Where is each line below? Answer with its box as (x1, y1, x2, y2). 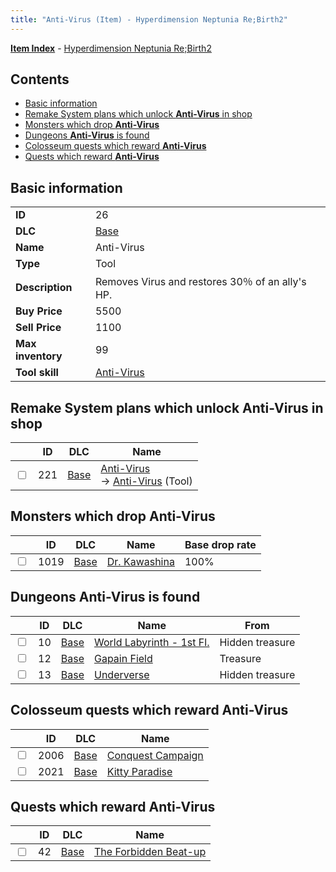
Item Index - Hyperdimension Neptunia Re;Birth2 (10, 42, 212, 54)
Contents (10, 71, 70, 88)
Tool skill (15, 366, 59, 380)
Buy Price (15, 304, 63, 318)
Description (15, 281, 73, 295)
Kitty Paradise (106, 764, 173, 778)
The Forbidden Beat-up (93, 845, 207, 859)
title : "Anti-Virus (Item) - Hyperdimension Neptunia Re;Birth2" (10, 14, 288, 25)
